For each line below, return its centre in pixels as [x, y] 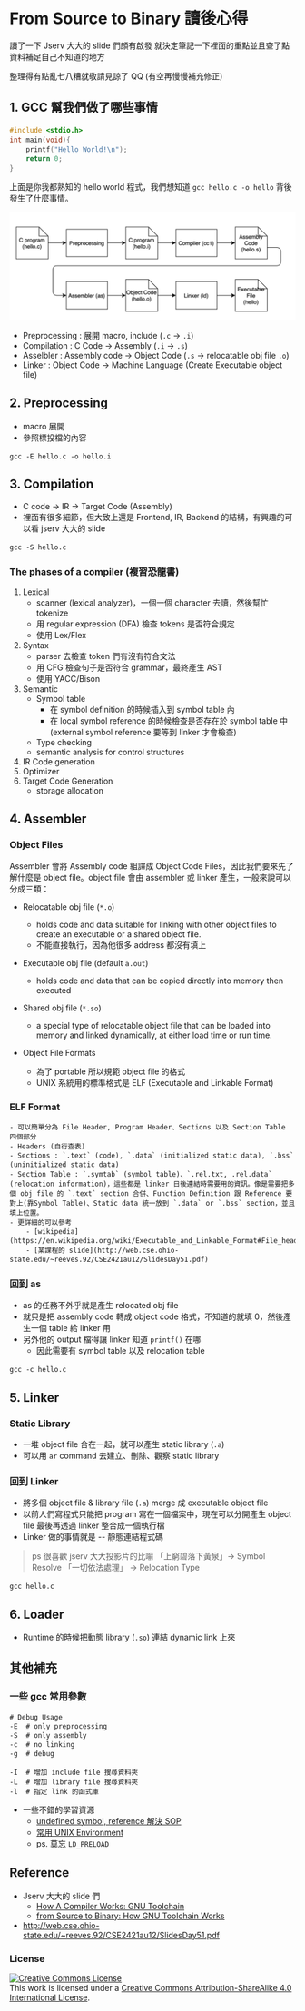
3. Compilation [52, 484]
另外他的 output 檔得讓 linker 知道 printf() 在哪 [112, 1339]
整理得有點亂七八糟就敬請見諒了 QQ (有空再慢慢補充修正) [116, 76]
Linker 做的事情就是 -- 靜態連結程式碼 [93, 1537]
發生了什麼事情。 [41, 198]
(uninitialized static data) [64, 1165]
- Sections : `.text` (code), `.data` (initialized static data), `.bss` [152, 1156]
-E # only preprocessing [58, 1726]
